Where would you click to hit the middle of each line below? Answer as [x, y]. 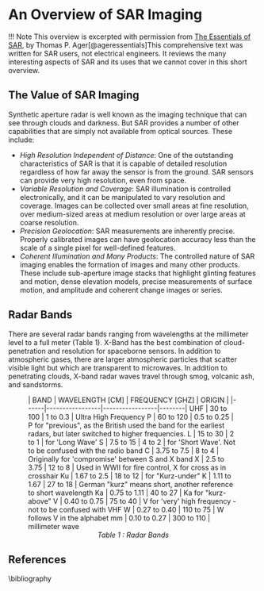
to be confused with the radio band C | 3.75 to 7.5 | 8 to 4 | [124, 451]
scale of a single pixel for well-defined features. [98, 248]
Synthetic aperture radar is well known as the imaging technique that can [128, 114]
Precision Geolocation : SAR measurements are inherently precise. [127, 231]
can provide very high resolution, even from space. [103, 180]
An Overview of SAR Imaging [105, 15]
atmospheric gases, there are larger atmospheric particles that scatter [123, 359]
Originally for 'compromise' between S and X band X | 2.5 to [126, 459]
